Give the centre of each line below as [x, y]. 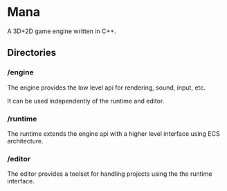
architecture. [25, 141]
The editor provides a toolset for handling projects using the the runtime [110, 174]
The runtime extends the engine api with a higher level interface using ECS [113, 133]
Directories [32, 53]
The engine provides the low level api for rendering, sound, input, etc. [107, 88]
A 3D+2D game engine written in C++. [62, 31]
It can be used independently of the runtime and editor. [86, 101]
